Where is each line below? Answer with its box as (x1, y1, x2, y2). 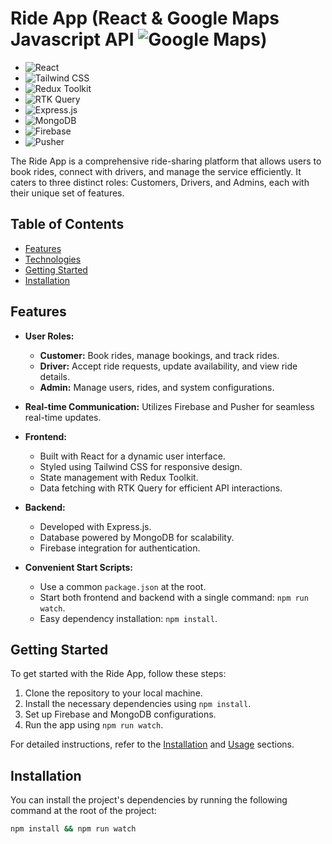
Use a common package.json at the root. (39, 580, 207, 592)
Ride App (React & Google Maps (10, 7, 280, 30)
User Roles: (24, 330, 75, 342)
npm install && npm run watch (10, 824, 137, 834)
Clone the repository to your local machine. (24, 687, 203, 699)
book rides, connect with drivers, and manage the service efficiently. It (10, 165, 302, 177)
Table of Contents (10, 216, 125, 233)
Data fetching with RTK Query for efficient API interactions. (39, 482, 283, 494)
